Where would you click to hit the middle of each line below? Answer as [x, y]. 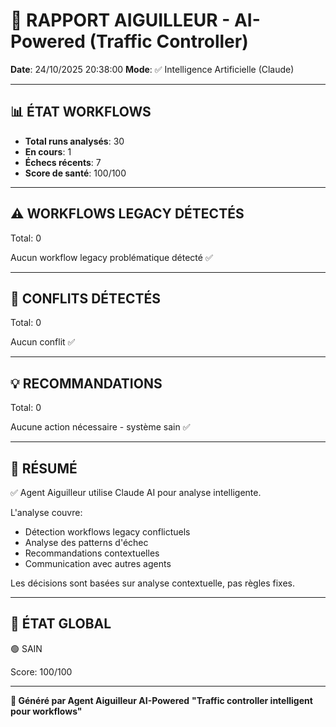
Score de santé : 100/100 [75, 173]
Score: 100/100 [41, 671]
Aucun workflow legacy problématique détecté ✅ [111, 257]
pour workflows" [46, 711]
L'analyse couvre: [46, 512]
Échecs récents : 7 [63, 162]
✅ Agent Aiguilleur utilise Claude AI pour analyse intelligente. [136, 492]
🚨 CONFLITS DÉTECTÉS [85, 298]
